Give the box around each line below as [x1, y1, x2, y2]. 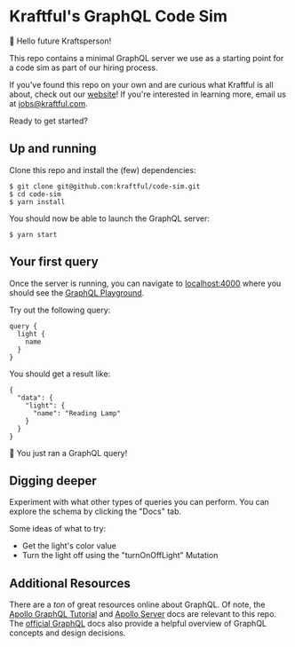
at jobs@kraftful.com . [9, 98, 89, 108]
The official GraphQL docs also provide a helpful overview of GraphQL [9, 619, 267, 629]
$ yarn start [9, 230, 58, 239]
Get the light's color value [21, 540, 117, 551]
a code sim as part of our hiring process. [9, 62, 158, 73]
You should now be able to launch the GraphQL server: [9, 213, 211, 224]
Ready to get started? [9, 115, 89, 126]
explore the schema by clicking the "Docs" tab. [9, 506, 182, 517]
